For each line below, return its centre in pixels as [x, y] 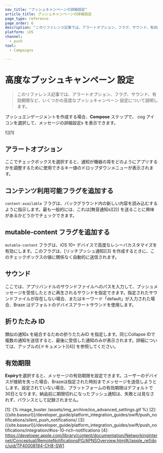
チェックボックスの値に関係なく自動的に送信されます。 [64, 257]
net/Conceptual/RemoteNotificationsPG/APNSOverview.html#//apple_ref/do [81, 441]
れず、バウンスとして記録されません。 [43, 400]
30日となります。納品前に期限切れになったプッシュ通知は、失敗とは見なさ [80, 394]
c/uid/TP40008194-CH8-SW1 [35, 446]
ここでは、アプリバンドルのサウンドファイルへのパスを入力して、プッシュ [79, 286]
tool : [10, 46]
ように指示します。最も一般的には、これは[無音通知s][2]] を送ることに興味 [80, 209]
